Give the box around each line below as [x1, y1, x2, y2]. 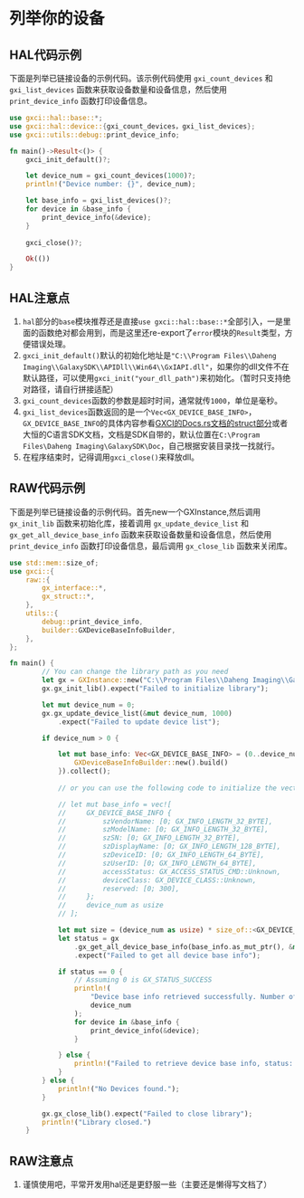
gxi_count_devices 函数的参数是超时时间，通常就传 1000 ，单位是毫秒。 [22, 395, 283, 405]
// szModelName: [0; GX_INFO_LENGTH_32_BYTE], [57, 825, 270, 834]
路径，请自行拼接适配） [30, 384, 119, 395]
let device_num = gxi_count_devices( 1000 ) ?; [25, 171, 196, 181]
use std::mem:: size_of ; [9, 558, 100, 567]
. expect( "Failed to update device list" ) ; [57, 717, 221, 727]
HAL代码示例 [9, 47, 82, 62]
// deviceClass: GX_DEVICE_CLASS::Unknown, [57, 875, 257, 885]
